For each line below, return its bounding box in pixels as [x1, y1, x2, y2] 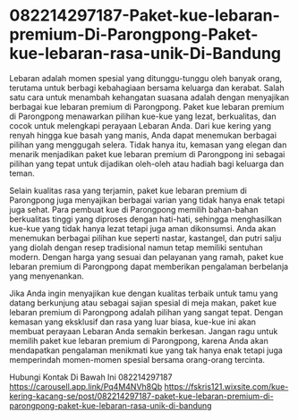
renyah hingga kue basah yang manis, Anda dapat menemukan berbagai [9, 130, 277, 140]
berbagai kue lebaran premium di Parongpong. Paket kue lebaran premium [9, 101, 285, 112]
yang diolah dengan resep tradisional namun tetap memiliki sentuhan [9, 242, 263, 253]
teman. [9, 167, 36, 179]
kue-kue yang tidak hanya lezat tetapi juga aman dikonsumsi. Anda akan [9, 223, 277, 233]
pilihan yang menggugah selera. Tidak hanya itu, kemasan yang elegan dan [9, 139, 287, 150]
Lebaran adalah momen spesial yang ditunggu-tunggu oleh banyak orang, [9, 72, 283, 83]
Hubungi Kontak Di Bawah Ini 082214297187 [9, 372, 173, 382]
